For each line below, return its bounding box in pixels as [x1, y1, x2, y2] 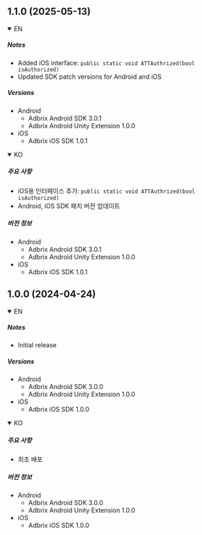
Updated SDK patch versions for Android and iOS [17, 72, 162, 81]
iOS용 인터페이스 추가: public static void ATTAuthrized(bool [17, 186, 196, 195]
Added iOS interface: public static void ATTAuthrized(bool [17, 58, 195, 67]
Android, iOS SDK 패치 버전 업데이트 [17, 201, 120, 210]
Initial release [17, 341, 57, 349]
